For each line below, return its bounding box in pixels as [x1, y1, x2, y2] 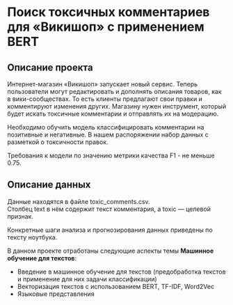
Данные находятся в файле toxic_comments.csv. [7, 197, 151, 205]
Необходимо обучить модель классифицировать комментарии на [7, 123, 204, 131]
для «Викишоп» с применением [7, 19, 205, 35]
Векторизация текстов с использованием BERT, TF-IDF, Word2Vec [17, 282, 214, 290]
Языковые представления [17, 290, 95, 298]
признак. [7, 212, 33, 220]
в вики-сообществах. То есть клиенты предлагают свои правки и [7, 95, 203, 103]
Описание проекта [7, 61, 93, 73]
